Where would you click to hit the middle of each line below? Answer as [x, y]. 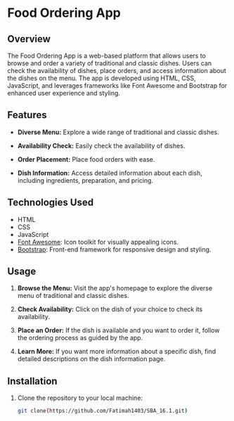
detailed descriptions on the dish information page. [91, 359]
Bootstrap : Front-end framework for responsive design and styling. [114, 249]
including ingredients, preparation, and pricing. [85, 180]
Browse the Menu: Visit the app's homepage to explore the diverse [115, 288]
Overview [29, 39]
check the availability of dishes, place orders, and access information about [117, 71]
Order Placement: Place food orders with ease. [86, 159]
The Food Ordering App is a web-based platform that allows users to [106, 56]
